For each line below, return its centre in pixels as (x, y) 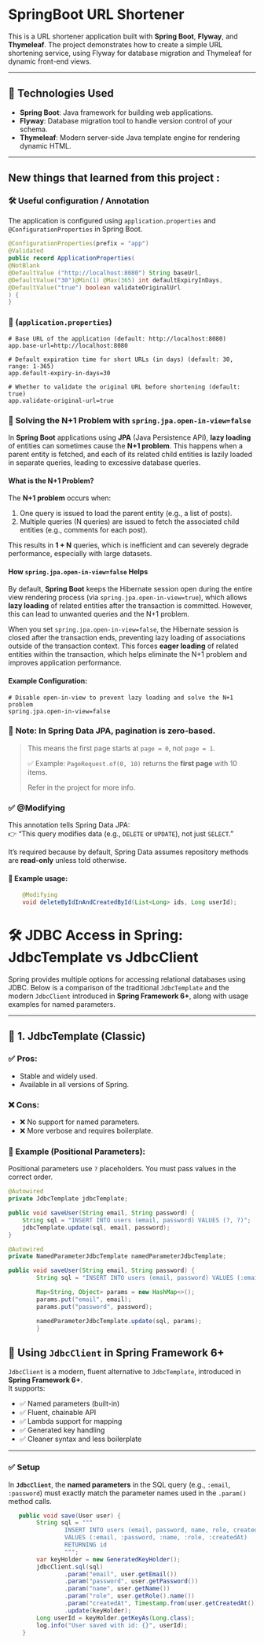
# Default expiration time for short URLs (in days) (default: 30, (121, 359)
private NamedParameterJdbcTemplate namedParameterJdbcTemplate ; (117, 1256)
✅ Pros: (23, 1059)
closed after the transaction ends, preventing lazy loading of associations (127, 638)
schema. (33, 129)
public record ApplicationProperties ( (71, 258)
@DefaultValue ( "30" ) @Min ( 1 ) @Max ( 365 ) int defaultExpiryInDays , (115, 280)
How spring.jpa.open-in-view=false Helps (78, 571)
